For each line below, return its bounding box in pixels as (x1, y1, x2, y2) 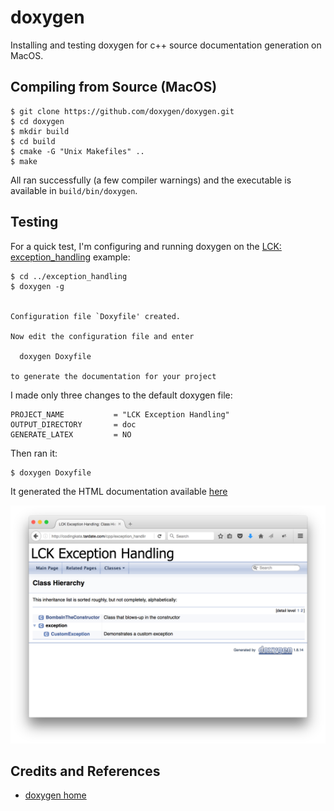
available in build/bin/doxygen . (10, 184, 138, 196)
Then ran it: (10, 447, 58, 459)
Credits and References (10, 762, 161, 780)
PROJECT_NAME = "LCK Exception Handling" (10, 409, 230, 420)
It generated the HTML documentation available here (10, 485, 228, 497)
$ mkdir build (10, 126, 70, 136)
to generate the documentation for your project (10, 371, 217, 381)
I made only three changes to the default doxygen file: (10, 389, 233, 401)
